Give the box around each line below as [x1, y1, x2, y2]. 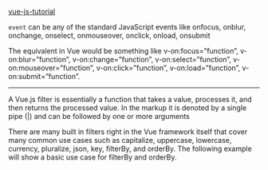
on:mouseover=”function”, [8, 63, 95, 73]
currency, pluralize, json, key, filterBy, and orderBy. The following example [8, 144, 253, 153]
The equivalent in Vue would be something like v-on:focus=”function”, [8, 46, 239, 55]
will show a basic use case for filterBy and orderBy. [8, 152, 177, 162]
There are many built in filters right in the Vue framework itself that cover [8, 127, 248, 136]
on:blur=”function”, [8, 55, 71, 64]
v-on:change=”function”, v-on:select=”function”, [72, 55, 231, 64]
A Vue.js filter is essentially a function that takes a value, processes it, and [8, 95, 253, 104]
